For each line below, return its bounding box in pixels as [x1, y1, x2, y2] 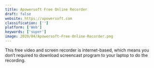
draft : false [5, 12, 31, 16]
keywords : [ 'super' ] [5, 29, 47, 34]
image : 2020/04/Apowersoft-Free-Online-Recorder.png [5, 34, 113, 39]
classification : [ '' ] [5, 20, 49, 26]
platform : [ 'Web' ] [5, 25, 42, 30]
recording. [5, 57, 26, 63]
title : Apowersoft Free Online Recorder [5, 7, 88, 12]
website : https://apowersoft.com [5, 16, 72, 21]
